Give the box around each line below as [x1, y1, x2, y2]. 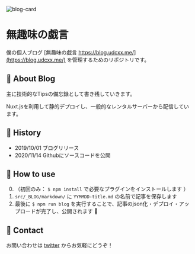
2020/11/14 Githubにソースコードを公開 [14, 152, 111, 159]
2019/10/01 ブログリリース [14, 144, 79, 151]
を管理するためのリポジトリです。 [66, 56, 150, 63]
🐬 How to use [6, 169, 56, 179]
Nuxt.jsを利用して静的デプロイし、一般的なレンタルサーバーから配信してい [6, 102, 190, 110]
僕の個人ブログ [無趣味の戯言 [6, 49, 78, 56]
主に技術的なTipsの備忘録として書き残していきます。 [6, 90, 136, 97]
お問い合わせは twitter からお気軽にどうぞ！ [6, 242, 113, 249]
